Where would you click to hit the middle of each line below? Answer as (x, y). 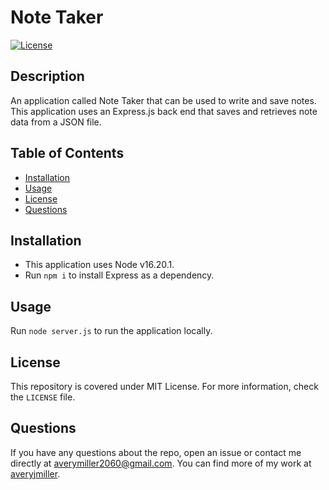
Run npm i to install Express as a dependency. (119, 275)
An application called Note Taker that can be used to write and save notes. (163, 100)
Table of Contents (67, 153)
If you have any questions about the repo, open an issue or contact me (156, 452)
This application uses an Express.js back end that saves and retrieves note (164, 111)
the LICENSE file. (43, 397)
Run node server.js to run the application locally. (111, 331)
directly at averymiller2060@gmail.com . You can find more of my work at (161, 463)
